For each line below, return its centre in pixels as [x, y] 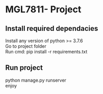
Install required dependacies [52, 29]
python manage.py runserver [36, 80]
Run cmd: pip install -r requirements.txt [46, 52]
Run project [24, 68]
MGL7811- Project [43, 10]
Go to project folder [26, 46]
